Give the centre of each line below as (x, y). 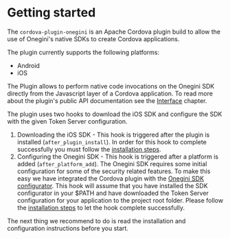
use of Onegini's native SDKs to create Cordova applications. (93, 38)
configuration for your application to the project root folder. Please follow (120, 200)
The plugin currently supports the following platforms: (83, 52)
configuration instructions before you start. (68, 228)
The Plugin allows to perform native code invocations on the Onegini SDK (111, 86)
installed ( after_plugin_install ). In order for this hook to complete (112, 141)
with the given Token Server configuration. (68, 121)
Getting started (51, 13)
